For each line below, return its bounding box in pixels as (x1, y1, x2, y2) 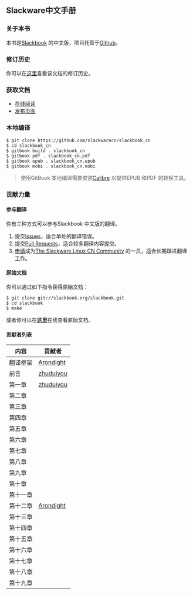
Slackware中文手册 (6, 5, 76, 16)
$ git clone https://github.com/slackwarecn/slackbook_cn (6, 137, 151, 143)
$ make (6, 305, 22, 311)
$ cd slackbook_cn (6, 143, 51, 149)
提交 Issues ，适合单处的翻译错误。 (14, 233, 98, 240)
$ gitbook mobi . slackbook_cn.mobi (6, 163, 96, 169)
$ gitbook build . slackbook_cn (6, 147, 85, 154)
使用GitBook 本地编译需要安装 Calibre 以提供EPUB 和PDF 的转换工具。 (20, 174, 189, 181)
